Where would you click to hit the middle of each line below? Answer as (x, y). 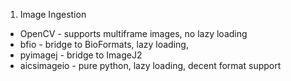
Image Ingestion (53, 14)
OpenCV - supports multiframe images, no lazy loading (133, 33)
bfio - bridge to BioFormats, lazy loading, (104, 44)
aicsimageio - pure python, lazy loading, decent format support (150, 65)
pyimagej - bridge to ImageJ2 (81, 55)
